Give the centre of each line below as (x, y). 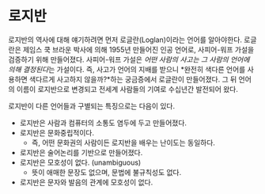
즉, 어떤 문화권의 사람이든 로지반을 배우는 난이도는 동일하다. (123, 143)
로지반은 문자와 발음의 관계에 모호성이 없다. (86, 182)
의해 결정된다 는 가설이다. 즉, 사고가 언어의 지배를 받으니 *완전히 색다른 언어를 (127, 69)
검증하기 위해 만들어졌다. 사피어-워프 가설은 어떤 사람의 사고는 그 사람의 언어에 (129, 59)
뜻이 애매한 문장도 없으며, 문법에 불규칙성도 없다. (106, 172)
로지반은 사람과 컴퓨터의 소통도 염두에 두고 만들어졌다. (103, 123)
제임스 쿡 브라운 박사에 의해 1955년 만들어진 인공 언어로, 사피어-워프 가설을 (138, 49)
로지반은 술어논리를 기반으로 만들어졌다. (81, 152)
